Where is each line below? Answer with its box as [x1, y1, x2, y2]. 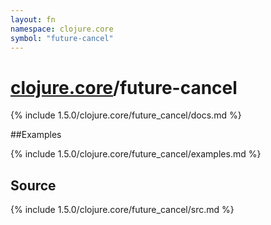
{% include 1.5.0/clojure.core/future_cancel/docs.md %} [10, 109, 242, 121]
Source [10, 177, 57, 194]
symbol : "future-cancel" [10, 33, 114, 43]
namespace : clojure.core [10, 24, 114, 34]
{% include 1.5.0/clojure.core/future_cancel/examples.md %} [10, 148, 262, 160]
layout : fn [10, 14, 56, 25]
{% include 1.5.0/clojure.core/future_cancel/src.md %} [10, 204, 235, 216]
